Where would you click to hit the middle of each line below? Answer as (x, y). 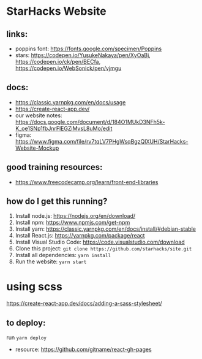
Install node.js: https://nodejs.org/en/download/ (75, 216)
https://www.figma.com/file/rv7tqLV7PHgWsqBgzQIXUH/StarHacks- (102, 141)
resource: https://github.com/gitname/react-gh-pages (83, 349)
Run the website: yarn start (51, 261)
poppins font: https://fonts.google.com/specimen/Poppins (88, 48)
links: (17, 34)
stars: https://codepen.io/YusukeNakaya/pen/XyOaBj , (83, 55)
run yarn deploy (27, 338)
